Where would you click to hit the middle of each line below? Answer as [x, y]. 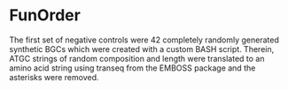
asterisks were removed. [54, 77]
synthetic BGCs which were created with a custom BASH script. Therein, [142, 49]
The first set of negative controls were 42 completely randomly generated [144, 40]
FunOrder [45, 15]
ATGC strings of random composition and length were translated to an [137, 58]
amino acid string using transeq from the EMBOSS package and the [132, 68]
